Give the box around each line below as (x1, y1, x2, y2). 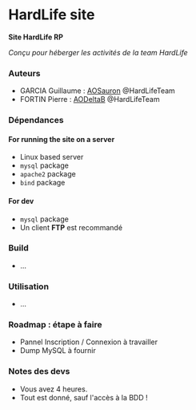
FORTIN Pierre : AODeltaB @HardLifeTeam (19, 95, 160, 104)
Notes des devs (8, 366, 70, 377)
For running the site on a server (8, 134, 115, 144)
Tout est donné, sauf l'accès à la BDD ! (19, 392, 148, 402)
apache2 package (19, 169, 76, 179)
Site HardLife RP (8, 32, 64, 42)
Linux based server (19, 152, 84, 162)
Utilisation (8, 281, 50, 292)
